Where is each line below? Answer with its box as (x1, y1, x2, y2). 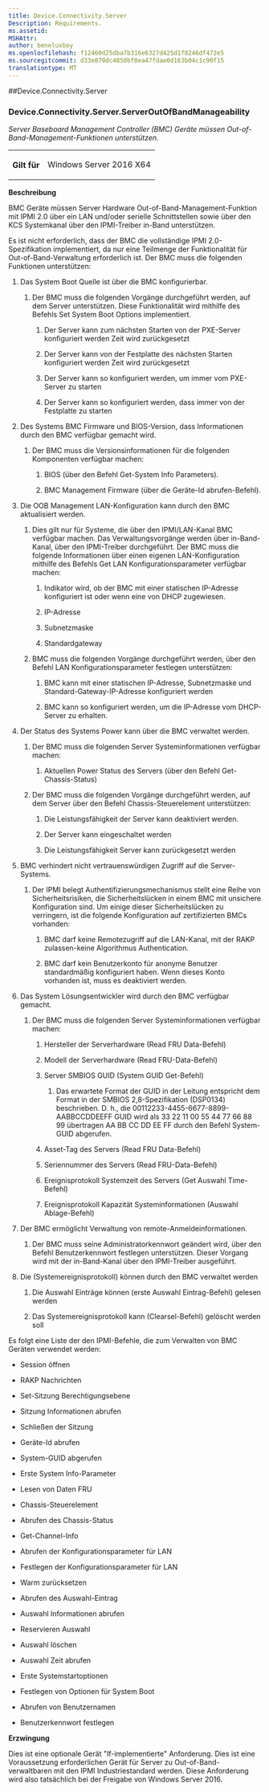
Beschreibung (8, 188, 56, 198)
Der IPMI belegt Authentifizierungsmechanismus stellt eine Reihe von (31, 885, 261, 895)
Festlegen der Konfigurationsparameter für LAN (19, 1562, 178, 1572)
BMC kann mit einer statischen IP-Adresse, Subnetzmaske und (43, 678, 251, 688)
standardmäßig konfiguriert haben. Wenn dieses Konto (43, 967, 225, 977)
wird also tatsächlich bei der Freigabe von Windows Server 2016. (8, 1774, 223, 1784)
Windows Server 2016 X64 (47, 159, 151, 170)
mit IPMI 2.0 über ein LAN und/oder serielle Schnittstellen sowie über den (8, 212, 251, 222)
